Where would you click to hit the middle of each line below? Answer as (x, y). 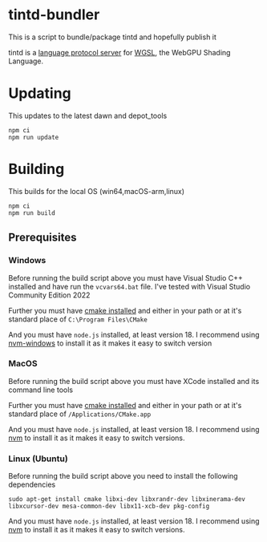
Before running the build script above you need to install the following (123, 476)
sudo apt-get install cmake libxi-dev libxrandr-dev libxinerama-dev (127, 500)
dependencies (32, 485)
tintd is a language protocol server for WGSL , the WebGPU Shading (119, 52)
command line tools (41, 390)
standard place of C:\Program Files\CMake (78, 319)
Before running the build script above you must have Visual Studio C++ (125, 277)
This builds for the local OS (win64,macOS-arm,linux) (97, 191)
